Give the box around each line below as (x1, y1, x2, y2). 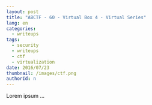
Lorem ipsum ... (6, 92, 45, 100)
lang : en (6, 20, 28, 26)
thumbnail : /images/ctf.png (6, 70, 77, 76)
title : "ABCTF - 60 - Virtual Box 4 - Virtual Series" (6, 14, 147, 20)
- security (11, 43, 39, 49)
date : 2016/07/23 (6, 64, 50, 71)
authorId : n (6, 76, 36, 82)
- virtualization (11, 59, 55, 65)
